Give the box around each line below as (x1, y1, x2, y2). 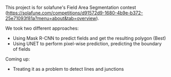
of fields (12, 46, 31, 52)
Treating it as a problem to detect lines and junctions (12, 66, 124, 72)
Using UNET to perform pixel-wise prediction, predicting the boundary (12, 41, 162, 47)
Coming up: (5, 56, 30, 62)
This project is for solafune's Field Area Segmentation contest (5, 5, 136, 10)
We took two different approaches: (5, 25, 79, 31)
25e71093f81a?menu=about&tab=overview (5, 15, 97, 21)
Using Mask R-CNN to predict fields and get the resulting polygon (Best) (12, 35, 166, 41)
